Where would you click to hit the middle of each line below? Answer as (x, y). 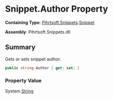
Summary (20, 47)
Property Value (23, 80)
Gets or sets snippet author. (33, 59)
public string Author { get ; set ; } (42, 68)
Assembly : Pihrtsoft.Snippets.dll (38, 32)
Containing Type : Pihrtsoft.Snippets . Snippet (50, 22)
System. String (19, 91)
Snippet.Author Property (57, 9)
